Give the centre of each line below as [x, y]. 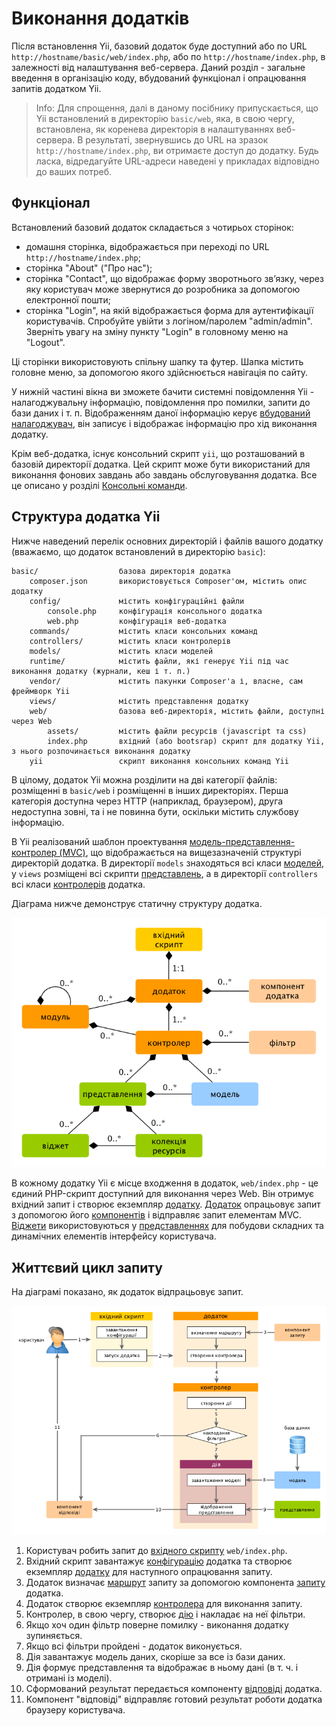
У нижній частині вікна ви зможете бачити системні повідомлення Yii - [163, 391]
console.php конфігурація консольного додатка [155, 611]
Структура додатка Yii [86, 517]
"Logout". [45, 342]
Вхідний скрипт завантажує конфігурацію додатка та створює [159, 1561]
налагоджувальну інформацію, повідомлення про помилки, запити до [161, 402]
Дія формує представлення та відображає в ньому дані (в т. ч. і [162, 1668]
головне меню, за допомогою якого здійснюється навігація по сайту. [159, 372]
